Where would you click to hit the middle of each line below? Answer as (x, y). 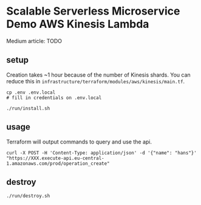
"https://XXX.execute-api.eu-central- (55, 158)
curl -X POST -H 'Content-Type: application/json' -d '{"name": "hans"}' (102, 153)
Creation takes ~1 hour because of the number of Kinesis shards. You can (99, 75)
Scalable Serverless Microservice (93, 11)
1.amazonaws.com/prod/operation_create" (58, 163)
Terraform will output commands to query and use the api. (79, 142)
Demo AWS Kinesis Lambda (78, 24)
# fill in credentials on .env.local (54, 98)
